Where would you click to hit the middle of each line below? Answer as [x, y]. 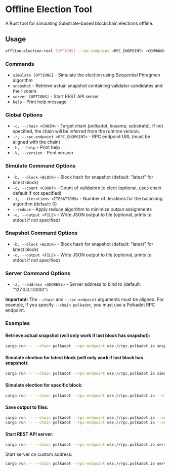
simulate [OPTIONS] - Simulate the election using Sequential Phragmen [87, 75]
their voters [25, 91]
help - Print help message [39, 102]
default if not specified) [37, 193]
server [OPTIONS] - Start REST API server [56, 96]
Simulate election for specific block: [44, 385]
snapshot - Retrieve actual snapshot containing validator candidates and [88, 85]
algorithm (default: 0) [35, 204]
